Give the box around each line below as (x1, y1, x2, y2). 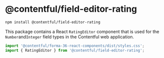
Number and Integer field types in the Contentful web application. (5, 33, 134, 40)
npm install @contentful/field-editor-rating (5, 20, 100, 25)
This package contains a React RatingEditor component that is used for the (5, 29, 160, 34)
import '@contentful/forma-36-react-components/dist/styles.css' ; (5, 43, 145, 48)
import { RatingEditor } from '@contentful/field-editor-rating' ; (5, 48, 145, 53)
